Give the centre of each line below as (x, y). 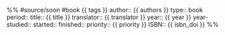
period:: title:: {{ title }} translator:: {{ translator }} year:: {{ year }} (99, 17)
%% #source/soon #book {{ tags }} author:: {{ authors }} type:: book (105, 10)
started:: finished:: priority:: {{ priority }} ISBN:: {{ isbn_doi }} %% (126, 24)
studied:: (19, 24)
